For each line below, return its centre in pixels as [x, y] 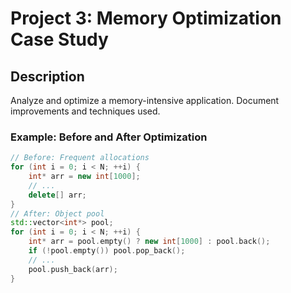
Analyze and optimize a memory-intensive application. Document [145, 100]
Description [47, 76]
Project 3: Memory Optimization [146, 18]
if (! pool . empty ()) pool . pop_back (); [107, 251]
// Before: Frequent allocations [80, 158]
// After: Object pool [57, 213]
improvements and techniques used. [85, 111]
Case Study [59, 39]
